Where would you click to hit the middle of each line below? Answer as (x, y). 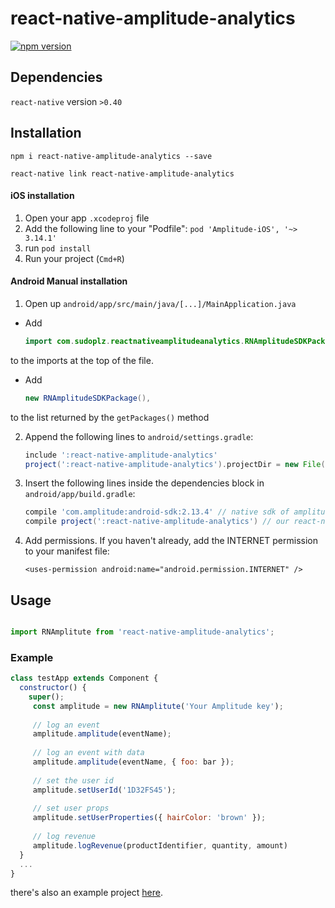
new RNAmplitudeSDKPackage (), (88, 398)
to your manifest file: (67, 551)
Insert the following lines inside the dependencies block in (144, 483)
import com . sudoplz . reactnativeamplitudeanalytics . (134, 341)
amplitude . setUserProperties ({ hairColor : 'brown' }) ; (149, 818)
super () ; (46, 697)
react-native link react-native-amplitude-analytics (122, 173)
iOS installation (42, 196)
